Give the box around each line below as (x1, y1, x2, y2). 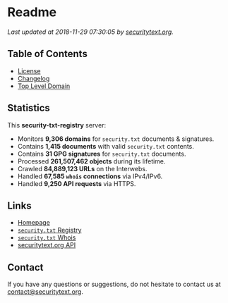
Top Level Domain (17, 82, 71, 90)
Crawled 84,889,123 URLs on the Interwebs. (17, 164, 148, 173)
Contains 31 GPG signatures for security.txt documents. (17, 149, 186, 158)
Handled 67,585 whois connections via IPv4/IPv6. (17, 172, 163, 180)
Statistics (7, 102, 51, 114)
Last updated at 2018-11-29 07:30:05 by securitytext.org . (7, 27, 174, 36)
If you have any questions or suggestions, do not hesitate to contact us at (7, 280, 221, 289)
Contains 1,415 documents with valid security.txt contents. (17, 142, 194, 150)
